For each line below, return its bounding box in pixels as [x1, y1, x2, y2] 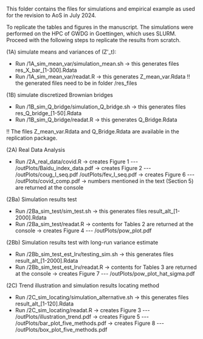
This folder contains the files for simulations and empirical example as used [6, 5, 196, 12]
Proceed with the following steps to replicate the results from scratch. [6, 37, 181, 43]
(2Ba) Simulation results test [6, 196, 77, 203]
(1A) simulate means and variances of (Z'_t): [6, 48, 117, 55]
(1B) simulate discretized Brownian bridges [6, 91, 114, 98]
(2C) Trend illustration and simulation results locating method [6, 282, 160, 289]
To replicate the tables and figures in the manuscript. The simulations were [6, 24, 193, 30]
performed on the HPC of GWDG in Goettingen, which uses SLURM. [6, 30, 177, 37]
